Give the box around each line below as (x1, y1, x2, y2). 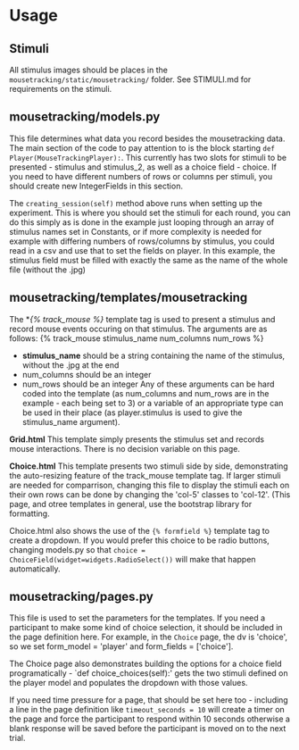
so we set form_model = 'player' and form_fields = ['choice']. (9, 641, 234, 652)
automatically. (9, 563, 61, 574)
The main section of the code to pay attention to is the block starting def (9, 142, 275, 153)
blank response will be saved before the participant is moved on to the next (9, 723, 287, 734)
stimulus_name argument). (21, 416, 120, 427)
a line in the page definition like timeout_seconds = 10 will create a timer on (9, 704, 286, 715)
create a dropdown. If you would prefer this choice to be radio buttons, (9, 535, 270, 546)
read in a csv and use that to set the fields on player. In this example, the (9, 245, 276, 255)
